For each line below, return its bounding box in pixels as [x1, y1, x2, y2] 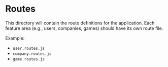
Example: [5, 35, 25, 41]
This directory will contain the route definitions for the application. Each [5, 20, 155, 26]
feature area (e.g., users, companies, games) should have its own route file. [5, 25, 163, 31]
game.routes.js [12, 56, 45, 61]
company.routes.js [12, 51, 52, 56]
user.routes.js [12, 46, 45, 51]
